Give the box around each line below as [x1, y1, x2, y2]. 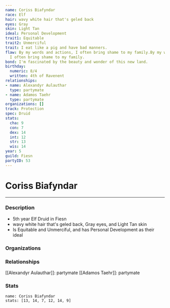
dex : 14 [10, 130, 26, 135]
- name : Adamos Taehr [5, 92, 51, 97]
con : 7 [10, 125, 24, 130]
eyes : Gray [5, 21, 28, 27]
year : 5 [5, 149, 22, 154]
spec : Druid [5, 111, 30, 117]
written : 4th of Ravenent [10, 73, 65, 79]
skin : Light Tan [5, 26, 39, 31]
